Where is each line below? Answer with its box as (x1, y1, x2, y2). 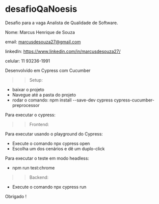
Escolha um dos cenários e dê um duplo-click (12, 145, 105, 151)
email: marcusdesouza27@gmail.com (5, 38, 81, 45)
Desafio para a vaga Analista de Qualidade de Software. (5, 20, 118, 26)
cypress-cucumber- (113, 97, 155, 103)
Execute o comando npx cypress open (12, 140, 90, 146)
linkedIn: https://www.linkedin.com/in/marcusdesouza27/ (5, 48, 121, 54)
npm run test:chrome (12, 165, 55, 170)
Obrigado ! (5, 193, 27, 199)
